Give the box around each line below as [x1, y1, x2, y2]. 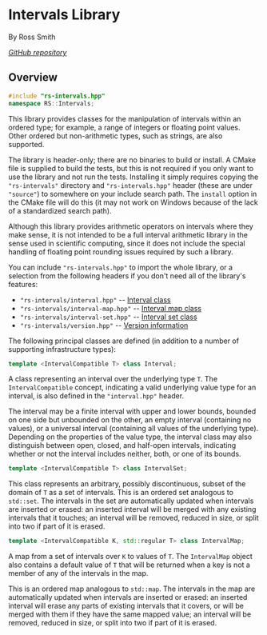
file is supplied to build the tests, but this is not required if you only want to [8, 163, 254, 173]
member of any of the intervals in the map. [8, 569, 149, 578]
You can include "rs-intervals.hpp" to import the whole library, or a [8, 262, 233, 272]
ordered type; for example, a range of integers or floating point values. [8, 122, 241, 132]
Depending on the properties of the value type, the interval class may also [8, 432, 253, 441]
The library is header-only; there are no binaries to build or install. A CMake [8, 154, 257, 165]
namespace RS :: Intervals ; [8, 99, 94, 107]
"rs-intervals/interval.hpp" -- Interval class [19, 294, 172, 305]
